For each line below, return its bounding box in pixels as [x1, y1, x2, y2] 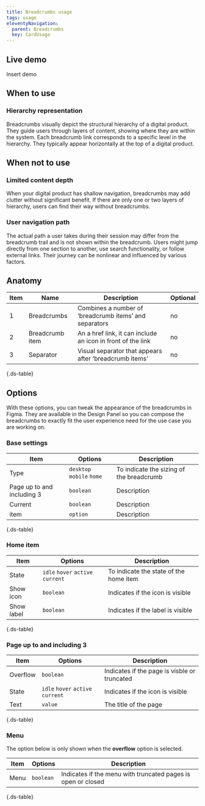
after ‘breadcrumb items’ [77, 354, 148, 363]
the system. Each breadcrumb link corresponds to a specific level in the [6, 133, 187, 141]
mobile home [69, 473, 103, 480]
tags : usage [6, 15, 37, 21]
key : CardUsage [12, 32, 51, 38]
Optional [170, 294, 196, 302]
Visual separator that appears [77, 346, 163, 355]
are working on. [6, 423, 46, 431]
